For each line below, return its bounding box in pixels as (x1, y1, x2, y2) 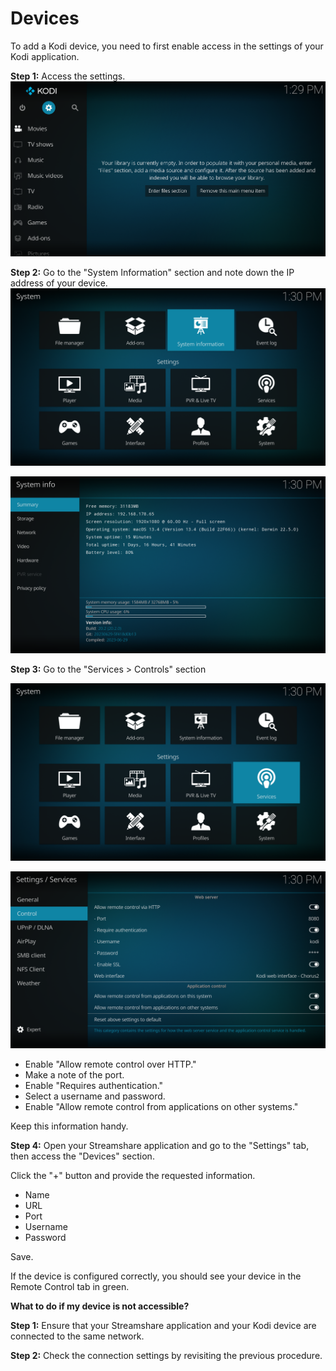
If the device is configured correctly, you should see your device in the (10, 1270, 302, 1282)
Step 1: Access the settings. (10, 70, 126, 82)
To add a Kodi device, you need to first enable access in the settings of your (10, 40, 324, 52)
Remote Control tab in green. (10, 1281, 130, 1293)
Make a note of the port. (24, 1069, 125, 1081)
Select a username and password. (24, 1090, 166, 1102)
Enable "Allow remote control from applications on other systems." (24, 1101, 299, 1113)
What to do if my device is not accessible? (10, 1300, 190, 1312)
